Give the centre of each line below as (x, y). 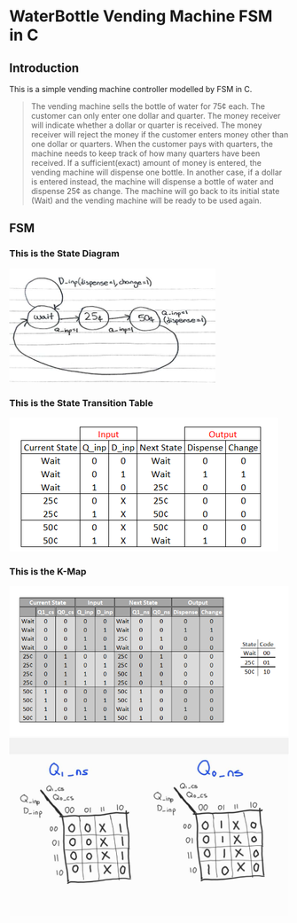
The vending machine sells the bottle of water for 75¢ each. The (148, 106)
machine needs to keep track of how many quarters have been (145, 153)
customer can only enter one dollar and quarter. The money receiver (156, 116)
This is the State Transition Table (81, 403)
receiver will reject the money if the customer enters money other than (160, 134)
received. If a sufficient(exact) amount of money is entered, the (146, 163)
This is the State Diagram (64, 254)
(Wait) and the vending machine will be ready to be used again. (146, 200)
